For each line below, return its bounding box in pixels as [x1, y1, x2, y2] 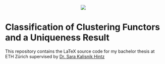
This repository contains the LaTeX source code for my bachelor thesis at [5, 48, 155, 54]
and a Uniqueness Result [5, 32, 110, 43]
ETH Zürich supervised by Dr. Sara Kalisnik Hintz [5, 53, 105, 59]
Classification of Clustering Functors [5, 22, 160, 33]
